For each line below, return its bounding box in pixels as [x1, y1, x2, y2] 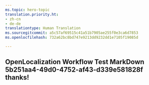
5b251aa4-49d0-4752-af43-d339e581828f [5, 66, 144, 74]
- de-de [5, 21, 21, 26]
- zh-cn [5, 16, 21, 21]
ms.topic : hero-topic [5, 7, 50, 12]
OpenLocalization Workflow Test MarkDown [5, 58, 145, 66]
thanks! [5, 73, 30, 82]
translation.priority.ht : [5, 12, 58, 17]
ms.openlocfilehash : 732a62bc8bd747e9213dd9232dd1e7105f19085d [5, 35, 139, 40]
